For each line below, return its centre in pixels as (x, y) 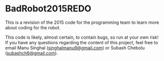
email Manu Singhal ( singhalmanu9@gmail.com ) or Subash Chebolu (75, 48)
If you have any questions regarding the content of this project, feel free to (82, 42)
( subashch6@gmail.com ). (32, 53)
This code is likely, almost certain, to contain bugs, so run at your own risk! (82, 37)
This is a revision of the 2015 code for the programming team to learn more (82, 22)
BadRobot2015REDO (48, 9)
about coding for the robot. (33, 27)
